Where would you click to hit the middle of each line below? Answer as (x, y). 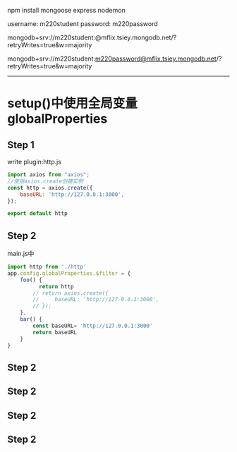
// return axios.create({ (71, 293)
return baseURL (55, 332)
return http (56, 286)
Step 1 (21, 145)
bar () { (31, 319)
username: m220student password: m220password (83, 24)
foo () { (31, 280)
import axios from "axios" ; (49, 175)
